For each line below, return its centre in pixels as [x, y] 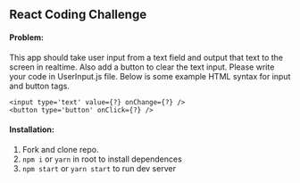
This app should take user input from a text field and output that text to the [146, 57]
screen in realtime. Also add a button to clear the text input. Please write [142, 67]
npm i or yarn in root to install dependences [102, 159]
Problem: [27, 37]
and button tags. [39, 86]
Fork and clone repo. [61, 149]
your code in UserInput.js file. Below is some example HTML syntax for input [150, 76]
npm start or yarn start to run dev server [99, 168]
